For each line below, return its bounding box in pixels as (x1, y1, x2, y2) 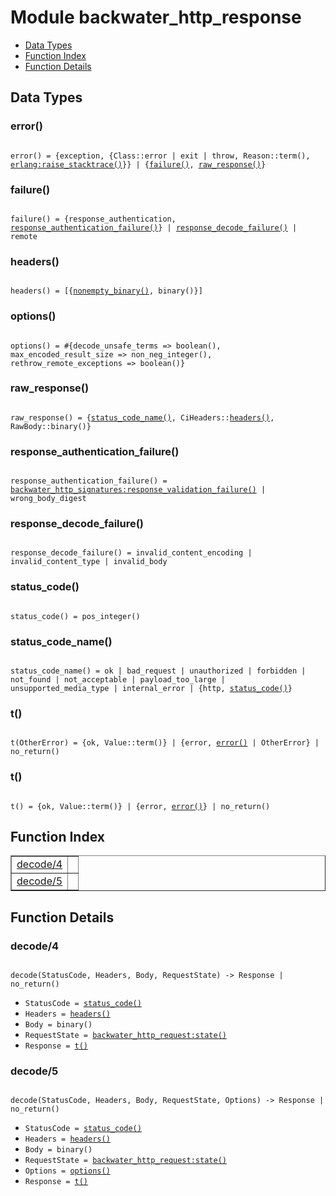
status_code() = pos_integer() (10, 611, 141, 621)
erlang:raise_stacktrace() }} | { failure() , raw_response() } (10, 159, 267, 170)
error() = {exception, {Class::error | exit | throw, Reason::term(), (10, 151, 311, 161)
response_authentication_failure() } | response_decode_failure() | (10, 222, 298, 233)
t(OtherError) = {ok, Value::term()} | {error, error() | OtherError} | (10, 738, 320, 748)
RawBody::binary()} (10, 421, 92, 431)
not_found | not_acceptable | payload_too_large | (10, 675, 226, 685)
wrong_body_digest (10, 494, 87, 504)
